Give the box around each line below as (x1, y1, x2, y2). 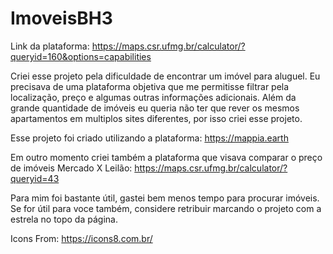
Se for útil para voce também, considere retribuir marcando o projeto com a (10, 202, 322, 214)
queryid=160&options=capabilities (10, 50, 152, 62)
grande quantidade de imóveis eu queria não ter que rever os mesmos (10, 102, 300, 114)
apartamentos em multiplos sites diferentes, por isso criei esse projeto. (10, 112, 303, 124)
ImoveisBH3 (10, 7, 113, 30)
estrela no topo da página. (10, 213, 118, 225)
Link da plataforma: (10, 40, 90, 52)
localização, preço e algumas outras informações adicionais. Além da (10, 91, 297, 103)
